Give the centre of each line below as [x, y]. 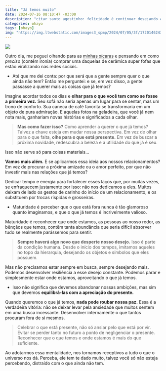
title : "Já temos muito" [31, 10]
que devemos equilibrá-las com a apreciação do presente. [73, 292]
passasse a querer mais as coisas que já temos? [62, 86]
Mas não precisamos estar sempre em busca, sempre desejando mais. [77, 267]
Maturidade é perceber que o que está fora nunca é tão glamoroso [80, 207]
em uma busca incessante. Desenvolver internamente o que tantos [73, 312]
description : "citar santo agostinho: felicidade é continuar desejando [82, 19]
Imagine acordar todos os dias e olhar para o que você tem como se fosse [82, 96]
